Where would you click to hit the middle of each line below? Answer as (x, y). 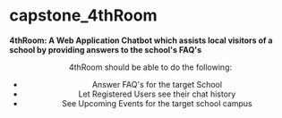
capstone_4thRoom (83, 16)
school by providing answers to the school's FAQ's (106, 49)
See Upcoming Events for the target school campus (157, 103)
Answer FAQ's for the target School (157, 84)
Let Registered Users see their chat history (157, 94)
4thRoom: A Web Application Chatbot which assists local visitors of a (141, 40)
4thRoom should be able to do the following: (150, 67)
